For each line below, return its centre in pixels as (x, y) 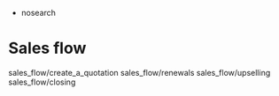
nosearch (39, 13)
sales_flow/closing (42, 82)
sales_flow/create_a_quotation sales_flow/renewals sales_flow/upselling (139, 72)
